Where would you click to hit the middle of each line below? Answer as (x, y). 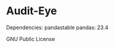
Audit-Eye (32, 11)
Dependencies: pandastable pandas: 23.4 (57, 27)
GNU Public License (31, 39)
